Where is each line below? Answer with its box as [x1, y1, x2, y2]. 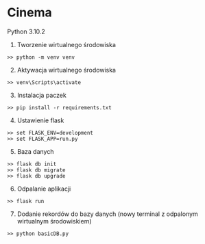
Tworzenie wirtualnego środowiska [16, 40, 117, 49]
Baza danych [16, 147, 54, 155]
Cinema [7, 5, 53, 21]
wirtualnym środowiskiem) [16, 217, 92, 225]
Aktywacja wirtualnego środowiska [16, 66, 117, 74]
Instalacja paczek [16, 91, 67, 99]
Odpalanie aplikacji [16, 185, 71, 193]
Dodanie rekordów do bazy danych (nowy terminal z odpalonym [16, 210, 199, 218]
